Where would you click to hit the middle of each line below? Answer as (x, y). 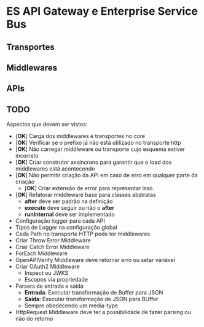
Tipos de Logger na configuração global (66, 228)
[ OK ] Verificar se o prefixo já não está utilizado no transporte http (98, 143)
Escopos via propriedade (56, 280)
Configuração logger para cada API (60, 221)
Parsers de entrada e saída (49, 286)
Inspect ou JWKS (46, 273)
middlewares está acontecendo (55, 169)
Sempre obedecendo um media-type (71, 306)
